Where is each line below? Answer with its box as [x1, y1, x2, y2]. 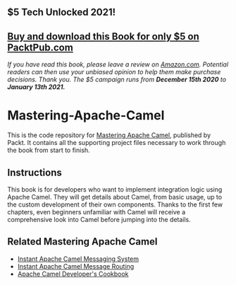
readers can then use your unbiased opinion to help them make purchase [7, 68, 221, 76]
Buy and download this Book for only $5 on [7, 30, 199, 42]
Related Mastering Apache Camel [7, 235, 158, 248]
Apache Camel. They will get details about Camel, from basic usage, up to [7, 192, 223, 201]
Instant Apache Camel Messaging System [17, 255, 139, 263]
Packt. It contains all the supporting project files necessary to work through [7, 139, 226, 147]
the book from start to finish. [7, 146, 90, 155]
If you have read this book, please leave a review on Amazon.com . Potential [7, 60, 229, 69]
